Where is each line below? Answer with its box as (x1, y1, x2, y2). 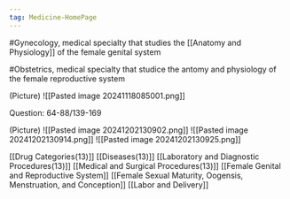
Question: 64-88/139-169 (9, 107, 102, 118)
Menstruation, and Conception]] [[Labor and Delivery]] (9, 179, 209, 190)
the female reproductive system (9, 73, 126, 84)
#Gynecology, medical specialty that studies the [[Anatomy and (9, 37, 242, 48)
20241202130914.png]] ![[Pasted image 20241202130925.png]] (9, 134, 241, 144)
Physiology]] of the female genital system (9, 46, 161, 57)
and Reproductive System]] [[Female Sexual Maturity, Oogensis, (9, 170, 244, 180)
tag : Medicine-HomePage (9, 12, 98, 22)
